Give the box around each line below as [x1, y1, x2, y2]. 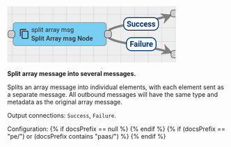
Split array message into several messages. [7, 70, 136, 77]
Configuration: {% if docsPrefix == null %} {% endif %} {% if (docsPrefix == [7, 125, 226, 133]
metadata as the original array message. [7, 98, 123, 106]
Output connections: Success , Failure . [7, 111, 117, 119]
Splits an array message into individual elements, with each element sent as [7, 83, 225, 91]
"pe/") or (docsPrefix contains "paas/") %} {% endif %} [7, 132, 166, 140]
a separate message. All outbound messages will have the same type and [7, 91, 218, 98]
